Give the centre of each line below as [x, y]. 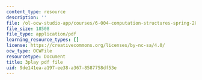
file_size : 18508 [28, 29]
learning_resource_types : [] [43, 40]
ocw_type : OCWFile [29, 51]
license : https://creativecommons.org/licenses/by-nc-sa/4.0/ [86, 46]
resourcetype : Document [36, 57]
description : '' [26, 17]
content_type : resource [36, 12]
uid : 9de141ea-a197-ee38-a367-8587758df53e [62, 68]
